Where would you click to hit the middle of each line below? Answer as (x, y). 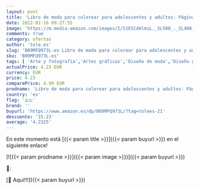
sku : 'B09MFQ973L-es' (33, 56)
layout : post (22, 12)
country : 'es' (24, 94)
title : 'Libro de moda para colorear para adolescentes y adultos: (91, 17)
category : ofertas (29, 39)
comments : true (25, 34)
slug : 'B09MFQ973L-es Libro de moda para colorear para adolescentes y (96, 51)
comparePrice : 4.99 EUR (36, 84)
